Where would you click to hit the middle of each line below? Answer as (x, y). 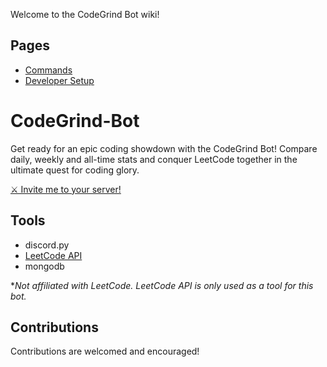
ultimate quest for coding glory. (75, 170)
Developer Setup (59, 80)
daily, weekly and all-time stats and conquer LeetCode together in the (154, 159)
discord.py (47, 245)
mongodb (44, 266)
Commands (48, 70)
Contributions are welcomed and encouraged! (105, 351)
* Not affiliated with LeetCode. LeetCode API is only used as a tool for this (162, 285)
